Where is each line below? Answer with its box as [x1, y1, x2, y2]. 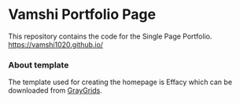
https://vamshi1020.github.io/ [8, 39, 104, 49]
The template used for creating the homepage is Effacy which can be [8, 77, 233, 87]
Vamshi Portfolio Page [8, 6, 156, 24]
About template [8, 59, 69, 70]
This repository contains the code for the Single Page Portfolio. [8, 31, 212, 41]
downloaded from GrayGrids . [8, 86, 102, 95]
